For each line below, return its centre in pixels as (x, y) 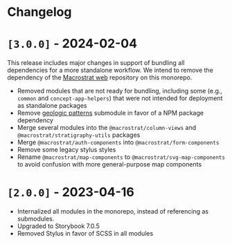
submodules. (36, 219)
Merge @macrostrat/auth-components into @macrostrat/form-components (118, 142)
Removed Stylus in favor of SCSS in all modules (85, 234)
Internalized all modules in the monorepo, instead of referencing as (113, 212)
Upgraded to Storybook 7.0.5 (59, 226)
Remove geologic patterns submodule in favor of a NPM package (110, 113)
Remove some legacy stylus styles (66, 150)
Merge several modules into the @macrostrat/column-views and (107, 128)
